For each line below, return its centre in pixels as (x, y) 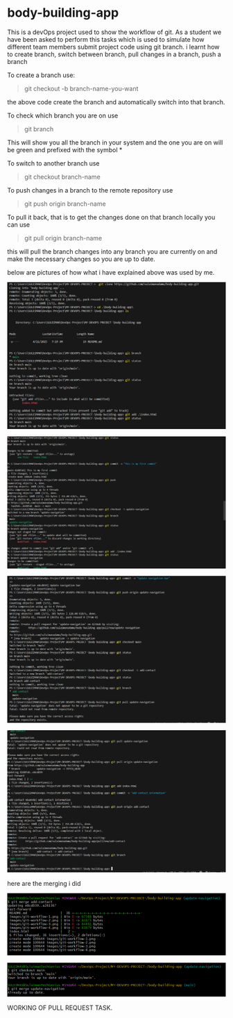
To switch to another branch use (53, 163)
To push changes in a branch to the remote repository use (90, 190)
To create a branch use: (41, 75)
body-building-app (63, 13)
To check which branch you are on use (63, 115)
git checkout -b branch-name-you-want (81, 88)
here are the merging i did (44, 883)
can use (19, 225)
